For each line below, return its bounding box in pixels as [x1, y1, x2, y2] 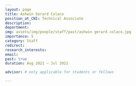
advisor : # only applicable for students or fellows [5, 70, 114, 75]
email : [5, 52, 18, 57]
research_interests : [5, 47, 47, 52]
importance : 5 [5, 34, 34, 39]
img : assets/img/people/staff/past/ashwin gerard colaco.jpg [5, 29, 132, 34]
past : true [5, 57, 27, 61]
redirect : [5, 43, 25, 48]
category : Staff [5, 39, 38, 43]
